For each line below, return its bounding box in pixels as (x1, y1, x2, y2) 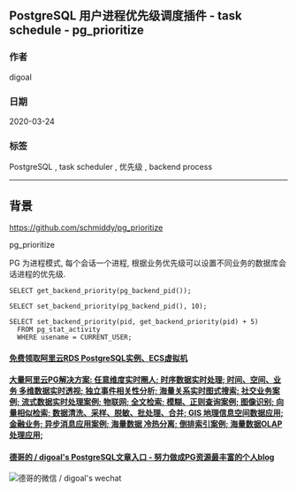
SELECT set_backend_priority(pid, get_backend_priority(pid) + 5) (9, 318, 259, 327)
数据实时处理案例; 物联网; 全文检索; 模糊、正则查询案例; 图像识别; (36, 396, 275, 407)
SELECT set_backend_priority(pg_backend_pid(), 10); (9, 302, 208, 311)
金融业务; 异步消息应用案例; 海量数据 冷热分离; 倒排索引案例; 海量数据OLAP (9, 419, 283, 429)
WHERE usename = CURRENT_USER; (17, 333, 133, 342)
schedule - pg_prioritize (9, 23, 144, 38)
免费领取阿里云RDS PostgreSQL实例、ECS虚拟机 (9, 352, 188, 363)
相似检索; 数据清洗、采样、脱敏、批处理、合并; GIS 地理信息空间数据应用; (16, 408, 284, 419)
